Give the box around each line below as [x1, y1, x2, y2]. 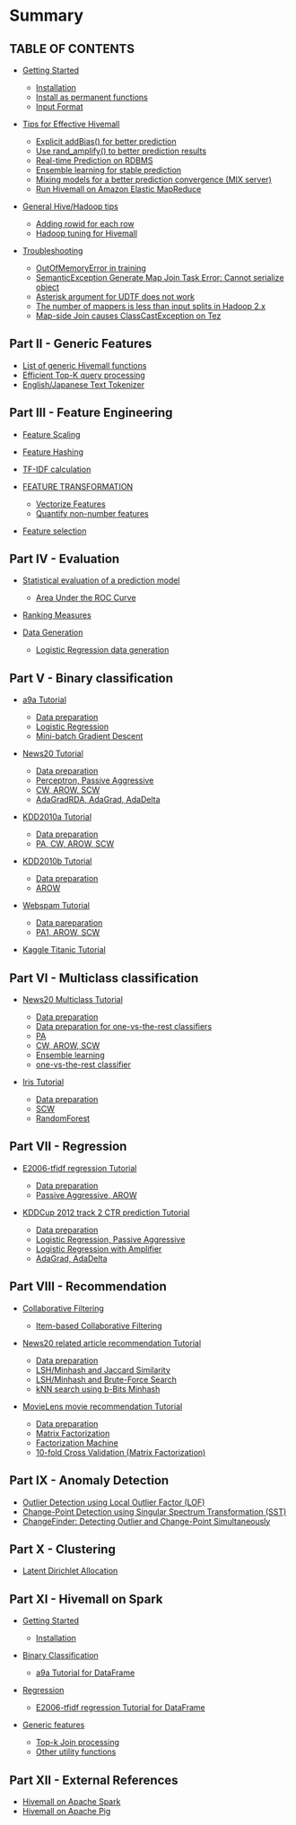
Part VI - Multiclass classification [9, 970, 199, 986]
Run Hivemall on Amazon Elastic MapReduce [35, 184, 202, 194]
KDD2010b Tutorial [22, 856, 92, 866]
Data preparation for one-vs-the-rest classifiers [35, 1021, 213, 1032]
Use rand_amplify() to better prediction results [35, 145, 207, 156]
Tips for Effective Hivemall [22, 118, 120, 129]
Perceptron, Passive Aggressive [35, 775, 154, 786]
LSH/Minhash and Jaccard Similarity [35, 1364, 170, 1375]
